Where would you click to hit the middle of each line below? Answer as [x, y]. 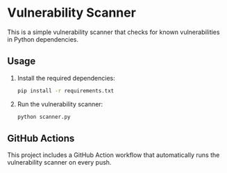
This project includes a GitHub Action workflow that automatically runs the [113, 155]
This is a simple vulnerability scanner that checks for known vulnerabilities [113, 32]
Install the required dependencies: [66, 78]
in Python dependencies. [43, 39]
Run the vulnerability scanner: [60, 104]
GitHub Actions [41, 138]
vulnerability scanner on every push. [59, 163]
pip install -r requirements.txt [66, 91]
